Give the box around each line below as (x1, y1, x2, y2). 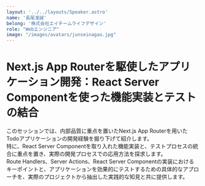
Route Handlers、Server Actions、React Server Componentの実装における (6, 158, 195, 165)
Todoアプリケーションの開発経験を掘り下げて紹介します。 (6, 135, 153, 143)
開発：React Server (59, 75, 160, 89)
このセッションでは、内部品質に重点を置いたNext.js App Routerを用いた (6, 127, 188, 135)
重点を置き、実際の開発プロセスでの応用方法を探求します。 (17, 151, 166, 158)
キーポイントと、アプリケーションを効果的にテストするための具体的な (6, 166, 184, 173)
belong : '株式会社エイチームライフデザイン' (6, 20, 106, 26)
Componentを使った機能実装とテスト (6, 91, 197, 105)
